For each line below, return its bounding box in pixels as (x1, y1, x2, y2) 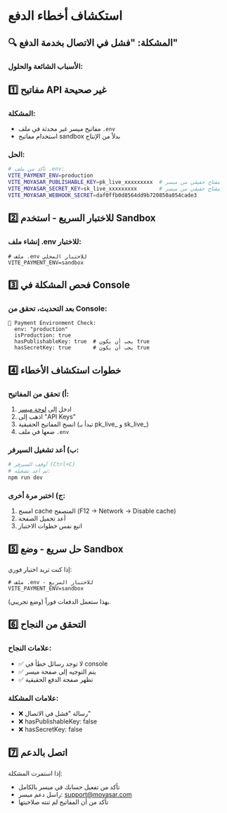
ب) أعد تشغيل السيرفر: (8, 445, 79, 454)
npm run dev (8, 473, 43, 481)
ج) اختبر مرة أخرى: (8, 490, 66, 500)
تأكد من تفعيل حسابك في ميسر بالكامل (18, 783, 120, 791)
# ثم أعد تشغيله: (8, 468, 51, 475)
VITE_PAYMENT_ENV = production (8, 172, 93, 180)
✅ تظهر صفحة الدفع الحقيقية (18, 675, 93, 683)
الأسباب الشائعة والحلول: (8, 61, 84, 71)
